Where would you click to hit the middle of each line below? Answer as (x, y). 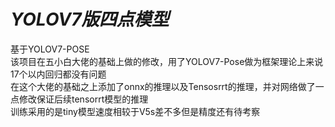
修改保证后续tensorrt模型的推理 (83, 99)
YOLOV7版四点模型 (90, 19)
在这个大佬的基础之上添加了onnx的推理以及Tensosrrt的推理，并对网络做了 (163, 86)
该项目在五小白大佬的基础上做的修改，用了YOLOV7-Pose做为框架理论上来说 (167, 61)
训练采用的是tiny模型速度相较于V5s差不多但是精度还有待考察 (135, 111)
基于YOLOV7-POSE (50, 49)
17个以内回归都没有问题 (58, 74)
